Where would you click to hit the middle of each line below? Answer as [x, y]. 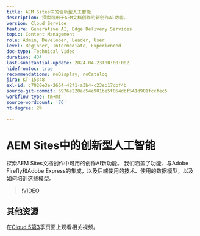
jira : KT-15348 [26, 80]
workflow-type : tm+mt [34, 97]
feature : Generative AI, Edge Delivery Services [69, 29]
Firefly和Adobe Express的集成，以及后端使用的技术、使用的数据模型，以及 [100, 171]
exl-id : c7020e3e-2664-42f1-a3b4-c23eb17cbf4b [66, 86]
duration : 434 [24, 57]
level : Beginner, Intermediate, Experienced [64, 46]
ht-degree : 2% [24, 108]
